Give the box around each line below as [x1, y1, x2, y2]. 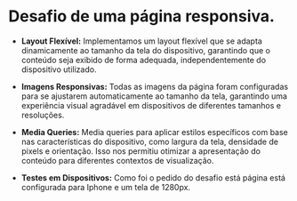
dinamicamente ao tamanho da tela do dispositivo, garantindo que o [20, 44, 270, 55]
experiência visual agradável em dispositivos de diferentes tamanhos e [20, 100, 282, 110]
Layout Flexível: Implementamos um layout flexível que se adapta [20, 36, 263, 46]
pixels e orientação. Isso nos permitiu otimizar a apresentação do [20, 145, 261, 157]
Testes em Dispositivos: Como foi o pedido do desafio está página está [20, 172, 286, 183]
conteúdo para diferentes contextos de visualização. [20, 155, 214, 165]
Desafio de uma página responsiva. [8, 6, 275, 27]
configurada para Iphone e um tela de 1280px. [20, 181, 191, 192]
